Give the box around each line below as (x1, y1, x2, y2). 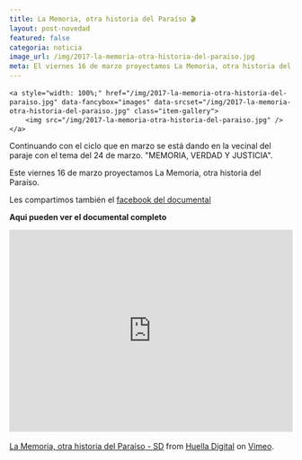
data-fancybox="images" (61, 98, 151, 107)
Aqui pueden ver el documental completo (9, 212, 167, 222)
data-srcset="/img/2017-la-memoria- (154, 98, 292, 107)
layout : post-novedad (9, 23, 91, 33)
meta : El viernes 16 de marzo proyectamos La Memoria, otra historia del (9, 62, 292, 71)
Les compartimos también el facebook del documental (9, 194, 211, 205)
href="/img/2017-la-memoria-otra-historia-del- (105, 89, 288, 98)
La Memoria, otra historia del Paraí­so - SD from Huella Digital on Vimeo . (9, 441, 274, 451)
